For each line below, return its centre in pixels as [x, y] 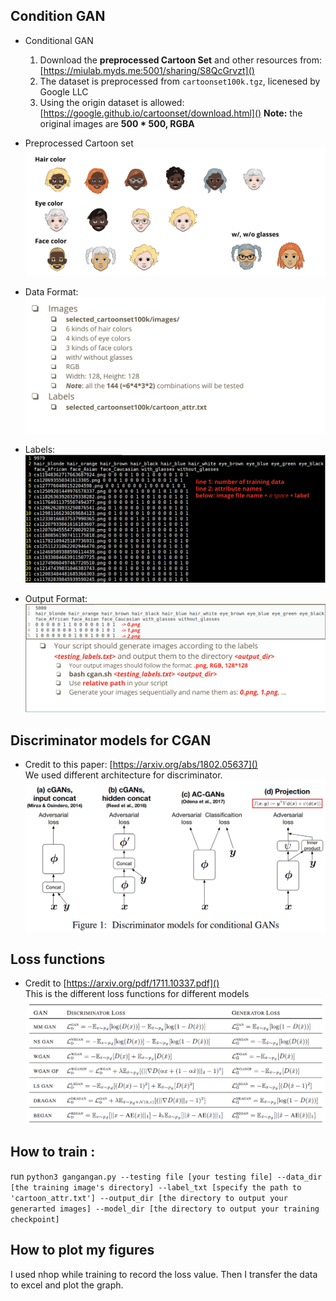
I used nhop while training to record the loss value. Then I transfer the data [164, 1274]
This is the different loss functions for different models [137, 994]
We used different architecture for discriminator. [123, 775]
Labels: [40, 450]
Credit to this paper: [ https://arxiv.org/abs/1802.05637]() [141, 765]
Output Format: [56, 599]
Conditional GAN [59, 40]
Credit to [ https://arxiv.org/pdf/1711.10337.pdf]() [122, 983]
